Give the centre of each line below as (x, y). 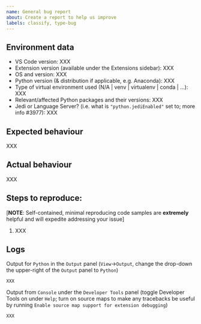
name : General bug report (38, 12)
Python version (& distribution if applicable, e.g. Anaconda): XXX (95, 81)
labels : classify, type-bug (41, 23)
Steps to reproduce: (44, 198)
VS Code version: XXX (43, 62)
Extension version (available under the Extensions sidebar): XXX (94, 68)
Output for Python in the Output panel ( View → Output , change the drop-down (99, 264)
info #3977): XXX (36, 113)
